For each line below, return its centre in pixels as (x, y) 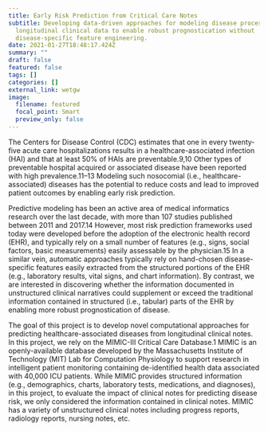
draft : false (30, 61)
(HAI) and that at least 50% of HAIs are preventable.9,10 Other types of (125, 159)
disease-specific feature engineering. (82, 38)
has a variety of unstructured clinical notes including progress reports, (124, 409)
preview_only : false (49, 120)
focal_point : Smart (48, 112)
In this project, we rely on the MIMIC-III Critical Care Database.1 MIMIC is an (133, 342)
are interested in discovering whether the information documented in (121, 284)
